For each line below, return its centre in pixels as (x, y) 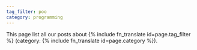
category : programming (35, 17)
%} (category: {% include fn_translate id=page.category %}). (82, 40)
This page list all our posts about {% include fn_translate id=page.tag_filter (98, 34)
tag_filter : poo (26, 12)
